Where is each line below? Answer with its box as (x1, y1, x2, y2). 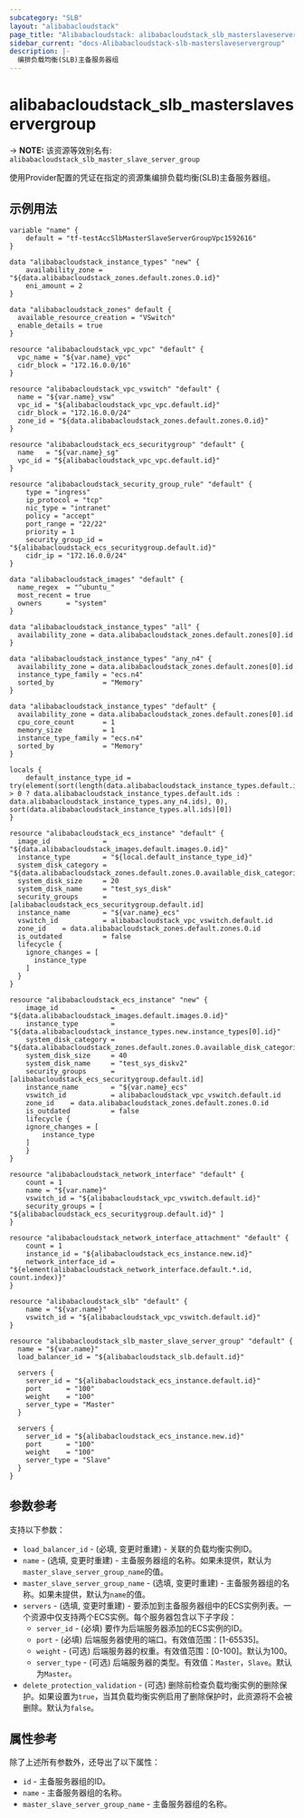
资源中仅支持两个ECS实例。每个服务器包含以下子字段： (30, 1611, 237, 1622)
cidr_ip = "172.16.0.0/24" (25, 550, 128, 560)
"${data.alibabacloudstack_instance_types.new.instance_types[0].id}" (9, 1026, 281, 1036)
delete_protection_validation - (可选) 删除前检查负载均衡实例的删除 (22, 1679, 280, 1690)
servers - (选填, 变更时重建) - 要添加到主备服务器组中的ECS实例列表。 (22, 1599, 284, 1610)
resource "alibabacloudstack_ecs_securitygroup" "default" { (9, 440, 245, 449)
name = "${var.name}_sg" (17, 448, 119, 457)
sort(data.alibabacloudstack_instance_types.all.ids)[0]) (9, 804, 233, 814)
